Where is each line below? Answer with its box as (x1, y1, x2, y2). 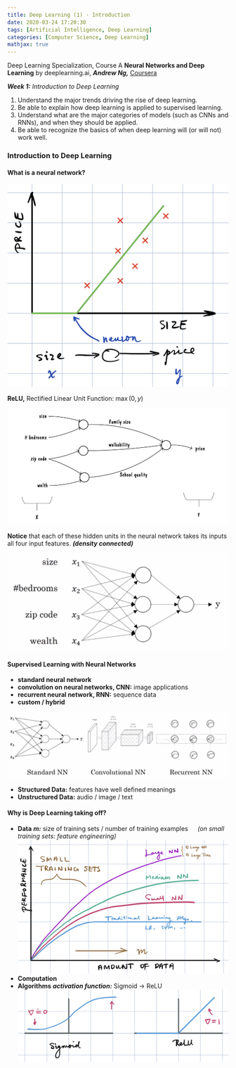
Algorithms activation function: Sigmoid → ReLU (17, 982, 163, 990)
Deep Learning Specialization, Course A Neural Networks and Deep (7, 61, 205, 70)
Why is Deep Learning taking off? (7, 809, 107, 817)
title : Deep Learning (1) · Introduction (7, 11, 131, 18)
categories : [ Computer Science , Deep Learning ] (7, 34, 150, 41)
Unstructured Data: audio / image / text (17, 792, 133, 801)
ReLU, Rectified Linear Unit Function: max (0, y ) (7, 394, 144, 403)
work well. (17, 134, 48, 142)
